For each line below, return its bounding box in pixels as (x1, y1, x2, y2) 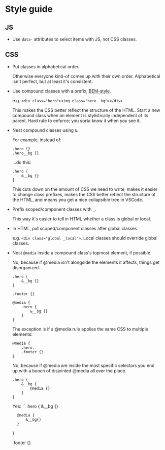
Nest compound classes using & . (12, 127, 79, 133)
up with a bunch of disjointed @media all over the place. (12, 368, 127, 373)
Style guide (5, 3, 53, 15)
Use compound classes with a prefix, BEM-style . (12, 88, 111, 94)
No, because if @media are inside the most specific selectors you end (12, 362, 155, 368)
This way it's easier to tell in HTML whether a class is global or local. (12, 216, 151, 222)
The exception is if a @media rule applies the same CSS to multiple (12, 326, 149, 332)
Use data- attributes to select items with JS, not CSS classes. (12, 36, 137, 42)
